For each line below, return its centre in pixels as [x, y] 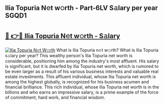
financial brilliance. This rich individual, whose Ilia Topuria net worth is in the [82, 87]
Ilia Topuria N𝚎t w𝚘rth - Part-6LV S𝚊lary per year [82, 8]
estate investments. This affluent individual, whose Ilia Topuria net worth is [81, 77]
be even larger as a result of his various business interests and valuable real [82, 71]
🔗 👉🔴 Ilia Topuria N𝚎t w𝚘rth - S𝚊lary [63, 36]
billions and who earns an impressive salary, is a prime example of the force [82, 92]
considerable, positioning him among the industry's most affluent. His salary [82, 61]
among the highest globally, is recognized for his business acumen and [77, 82]
